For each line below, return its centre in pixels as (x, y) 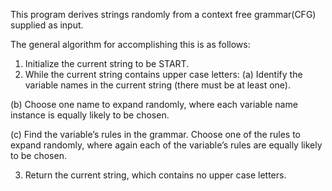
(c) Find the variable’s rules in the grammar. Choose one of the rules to (155, 134)
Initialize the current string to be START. (107, 63)
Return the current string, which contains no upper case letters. (155, 175)
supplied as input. (47, 25)
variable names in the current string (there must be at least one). (157, 85)
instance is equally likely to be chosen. (90, 115)
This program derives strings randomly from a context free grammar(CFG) (163, 14)
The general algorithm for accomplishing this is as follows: (130, 44)
